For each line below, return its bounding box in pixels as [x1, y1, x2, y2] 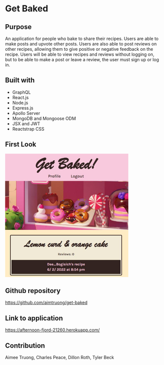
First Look [5, 140, 36, 148]
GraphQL [12, 89, 31, 95]
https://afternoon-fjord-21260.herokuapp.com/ [5, 327, 100, 333]
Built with [5, 76, 35, 84]
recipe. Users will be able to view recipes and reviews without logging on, [5, 51, 155, 57]
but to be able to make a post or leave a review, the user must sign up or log [5, 57, 159, 62]
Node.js [12, 100, 29, 106]
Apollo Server [12, 110, 40, 116]
